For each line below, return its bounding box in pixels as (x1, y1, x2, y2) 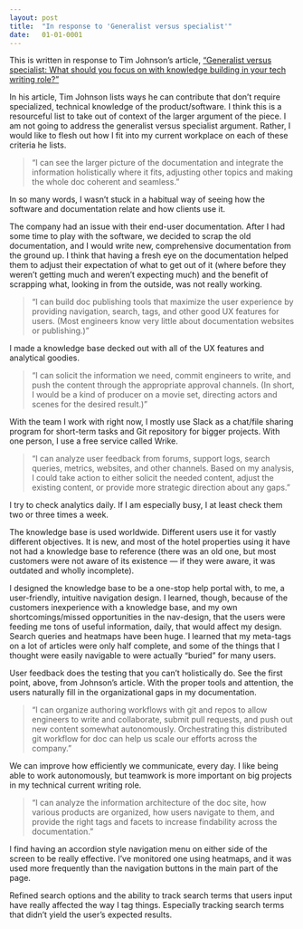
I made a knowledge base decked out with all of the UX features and (9, 343, 265, 354)
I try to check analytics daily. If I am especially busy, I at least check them (9, 500, 283, 511)
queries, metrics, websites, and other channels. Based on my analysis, (31, 463, 294, 474)
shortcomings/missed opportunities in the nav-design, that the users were (9, 612, 286, 623)
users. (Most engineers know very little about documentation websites (31, 316, 295, 327)
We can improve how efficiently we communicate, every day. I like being (9, 761, 279, 771)
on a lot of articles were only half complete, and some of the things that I (9, 640, 280, 652)
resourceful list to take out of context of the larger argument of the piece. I (9, 110, 287, 122)
